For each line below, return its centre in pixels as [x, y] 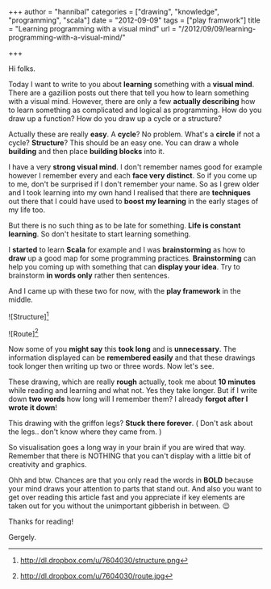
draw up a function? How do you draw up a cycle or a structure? [115, 119]
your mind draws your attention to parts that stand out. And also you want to [135, 489]
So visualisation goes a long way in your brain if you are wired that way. [127, 448]
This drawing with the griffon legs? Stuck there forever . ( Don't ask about [131, 424]
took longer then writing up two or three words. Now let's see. [112, 366]
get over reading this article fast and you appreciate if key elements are [127, 497]
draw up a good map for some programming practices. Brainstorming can [132, 258]
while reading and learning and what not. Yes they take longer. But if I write [133, 391]
